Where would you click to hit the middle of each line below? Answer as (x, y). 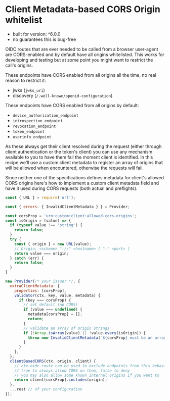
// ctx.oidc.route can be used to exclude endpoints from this (82, 366)
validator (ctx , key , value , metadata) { (57, 295)
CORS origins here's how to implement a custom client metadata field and (82, 183)
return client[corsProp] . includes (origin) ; (61, 380)
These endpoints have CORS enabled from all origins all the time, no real (81, 75)
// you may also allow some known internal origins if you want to (87, 375)
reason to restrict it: (26, 80)
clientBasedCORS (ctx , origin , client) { (53, 361)
